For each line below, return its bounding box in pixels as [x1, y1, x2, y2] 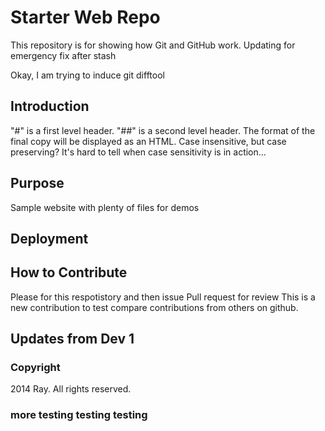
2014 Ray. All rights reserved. [10, 383, 132, 395]
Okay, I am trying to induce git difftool [10, 69, 165, 81]
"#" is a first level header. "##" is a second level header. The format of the [10, 124, 316, 136]
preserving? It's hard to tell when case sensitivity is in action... [10, 146, 267, 158]
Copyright [10, 361, 61, 375]
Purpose [10, 175, 65, 192]
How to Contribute [10, 264, 128, 281]
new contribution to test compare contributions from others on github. [10, 301, 299, 313]
